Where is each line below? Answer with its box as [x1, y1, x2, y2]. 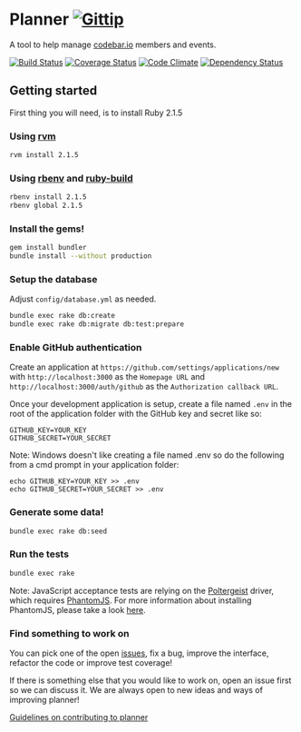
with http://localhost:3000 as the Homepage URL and [9, 371, 206, 382]
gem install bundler [9, 243, 88, 252]
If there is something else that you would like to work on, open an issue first [9, 675, 292, 686]
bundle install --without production [9, 252, 152, 261]
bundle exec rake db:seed [9, 527, 107, 536]
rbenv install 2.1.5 [9, 193, 88, 202]
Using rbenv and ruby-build [9, 172, 133, 184]
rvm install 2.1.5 [9, 151, 79, 160]
